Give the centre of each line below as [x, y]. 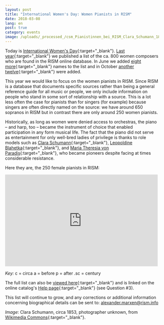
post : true [16, 28]
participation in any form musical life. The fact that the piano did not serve [79, 132]
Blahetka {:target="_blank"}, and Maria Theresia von [57, 148]
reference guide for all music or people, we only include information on [76, 92]
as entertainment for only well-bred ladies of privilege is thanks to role [76, 137]
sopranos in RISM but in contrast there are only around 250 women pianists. [82, 112]
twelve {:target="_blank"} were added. [43, 71]
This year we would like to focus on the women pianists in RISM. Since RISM [82, 81]
